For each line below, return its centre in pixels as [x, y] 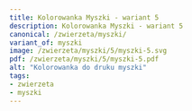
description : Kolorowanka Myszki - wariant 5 [96, 26]
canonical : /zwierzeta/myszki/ [68, 34]
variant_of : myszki [46, 43]
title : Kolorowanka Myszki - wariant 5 [84, 17]
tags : [19, 76]
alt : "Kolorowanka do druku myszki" [78, 68]
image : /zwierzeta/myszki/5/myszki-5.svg [88, 51]
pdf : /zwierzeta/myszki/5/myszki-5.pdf [84, 59]
